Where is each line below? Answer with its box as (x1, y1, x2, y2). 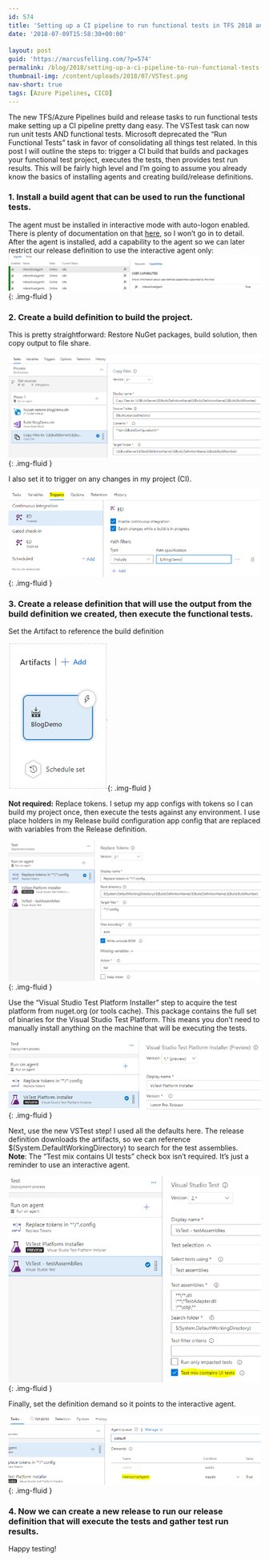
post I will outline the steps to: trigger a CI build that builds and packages (8, 146, 249, 156)
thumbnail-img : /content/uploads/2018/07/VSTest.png (8, 72, 188, 80)
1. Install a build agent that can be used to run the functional (8, 192, 246, 203)
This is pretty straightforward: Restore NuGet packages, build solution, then (8, 330, 258, 340)
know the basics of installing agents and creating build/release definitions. (8, 172, 254, 181)
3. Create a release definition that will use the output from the (8, 598, 252, 609)
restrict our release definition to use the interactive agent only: (8, 245, 215, 255)
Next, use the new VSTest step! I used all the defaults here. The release (8, 1126, 244, 1136)
